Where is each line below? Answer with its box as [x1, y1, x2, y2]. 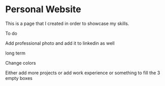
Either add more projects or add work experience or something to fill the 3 [5, 70, 160, 76]
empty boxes [5, 75, 33, 81]
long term [5, 50, 25, 56]
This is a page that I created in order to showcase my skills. [5, 20, 129, 26]
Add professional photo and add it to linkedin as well [5, 40, 115, 46]
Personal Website [5, 4, 81, 15]
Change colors [5, 60, 37, 66]
